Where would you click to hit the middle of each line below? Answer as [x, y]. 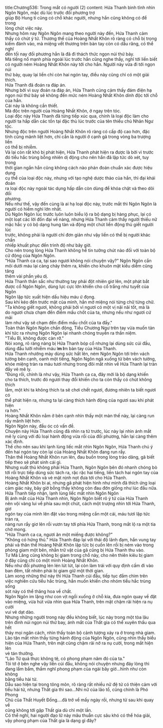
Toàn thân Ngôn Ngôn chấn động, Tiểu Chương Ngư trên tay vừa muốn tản [80, 328]
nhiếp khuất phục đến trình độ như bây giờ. [48, 245]
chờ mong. [16, 529]
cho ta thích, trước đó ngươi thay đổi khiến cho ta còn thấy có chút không [79, 380]
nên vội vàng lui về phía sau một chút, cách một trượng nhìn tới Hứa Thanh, [80, 504]
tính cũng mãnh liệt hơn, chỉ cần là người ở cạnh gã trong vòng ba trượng [78, 137]
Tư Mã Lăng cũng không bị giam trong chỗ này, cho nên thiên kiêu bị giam [79, 555]
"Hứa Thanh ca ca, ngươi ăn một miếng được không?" [59, 534]
